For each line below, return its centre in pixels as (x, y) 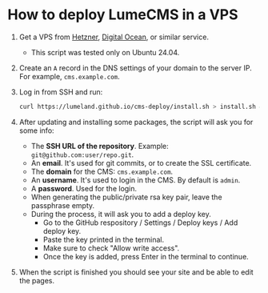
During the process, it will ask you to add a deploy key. (121, 214)
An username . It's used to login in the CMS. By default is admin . (136, 180)
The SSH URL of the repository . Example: (100, 146)
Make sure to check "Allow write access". (111, 248)
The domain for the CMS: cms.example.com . (102, 171)
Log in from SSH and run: (61, 92)
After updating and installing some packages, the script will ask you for (136, 122)
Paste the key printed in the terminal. (104, 239)
